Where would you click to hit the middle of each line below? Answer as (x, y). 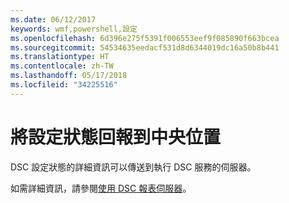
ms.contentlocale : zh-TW (62, 66)
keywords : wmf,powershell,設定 (74, 29)
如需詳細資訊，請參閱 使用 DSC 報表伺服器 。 (101, 188)
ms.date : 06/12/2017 (53, 19)
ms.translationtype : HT (60, 57)
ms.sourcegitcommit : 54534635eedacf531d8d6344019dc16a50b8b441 (145, 47)
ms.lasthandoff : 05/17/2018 (69, 76)
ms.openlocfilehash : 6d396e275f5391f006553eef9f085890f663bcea (145, 38)
